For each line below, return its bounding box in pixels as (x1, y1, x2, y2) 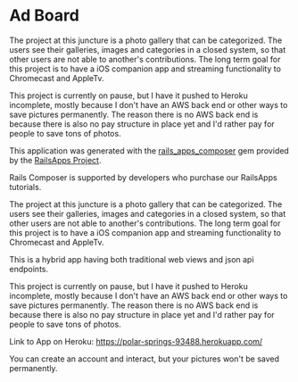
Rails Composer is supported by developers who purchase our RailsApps (9, 171, 278, 183)
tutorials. (9, 181, 42, 192)
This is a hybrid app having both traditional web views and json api (9, 253, 254, 264)
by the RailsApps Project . (9, 154, 102, 165)
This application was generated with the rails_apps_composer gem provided (9, 145, 290, 156)
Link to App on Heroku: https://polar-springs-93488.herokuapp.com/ (9, 336, 263, 346)
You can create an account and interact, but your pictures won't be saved (9, 353, 279, 364)
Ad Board (9, 5, 80, 26)
